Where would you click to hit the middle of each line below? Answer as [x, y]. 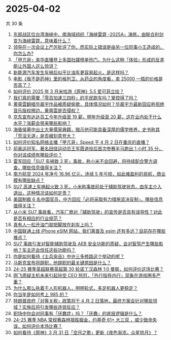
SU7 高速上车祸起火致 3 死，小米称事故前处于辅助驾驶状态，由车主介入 [87, 186]
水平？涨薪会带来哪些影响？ [42, 123]
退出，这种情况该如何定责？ [42, 193]
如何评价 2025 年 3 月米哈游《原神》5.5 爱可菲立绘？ [69, 91]
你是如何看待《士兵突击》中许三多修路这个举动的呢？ [69, 256]
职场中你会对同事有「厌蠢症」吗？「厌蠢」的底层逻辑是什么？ [78, 313]
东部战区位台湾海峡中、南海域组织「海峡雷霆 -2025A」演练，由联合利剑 [88, 34]
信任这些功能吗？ [58, 250]
